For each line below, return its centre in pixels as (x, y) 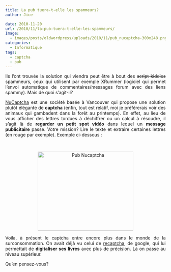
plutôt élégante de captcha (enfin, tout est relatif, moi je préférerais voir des (85, 108)
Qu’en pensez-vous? (27, 264)
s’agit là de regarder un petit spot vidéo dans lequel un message (85, 124)
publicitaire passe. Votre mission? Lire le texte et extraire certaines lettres (85, 129)
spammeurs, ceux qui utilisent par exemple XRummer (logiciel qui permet (85, 81)
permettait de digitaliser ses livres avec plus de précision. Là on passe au (85, 249)
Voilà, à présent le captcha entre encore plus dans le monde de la (85, 238)
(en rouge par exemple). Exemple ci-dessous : (54, 135)
